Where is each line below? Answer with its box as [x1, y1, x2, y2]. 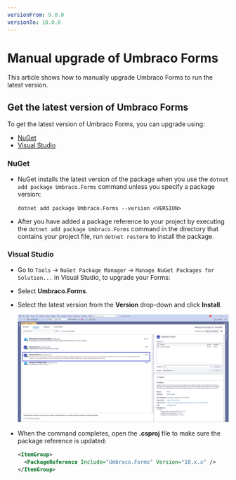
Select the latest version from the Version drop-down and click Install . [17, 300, 223, 309]
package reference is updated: [17, 437, 107, 445]
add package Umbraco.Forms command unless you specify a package [17, 182, 216, 190]
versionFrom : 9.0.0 [7, 11, 65, 18]
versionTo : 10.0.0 [7, 18, 61, 26]
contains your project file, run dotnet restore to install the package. [17, 232, 214, 240]
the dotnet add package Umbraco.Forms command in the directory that [17, 224, 219, 233]
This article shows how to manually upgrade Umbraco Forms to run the [7, 73, 213, 82]
